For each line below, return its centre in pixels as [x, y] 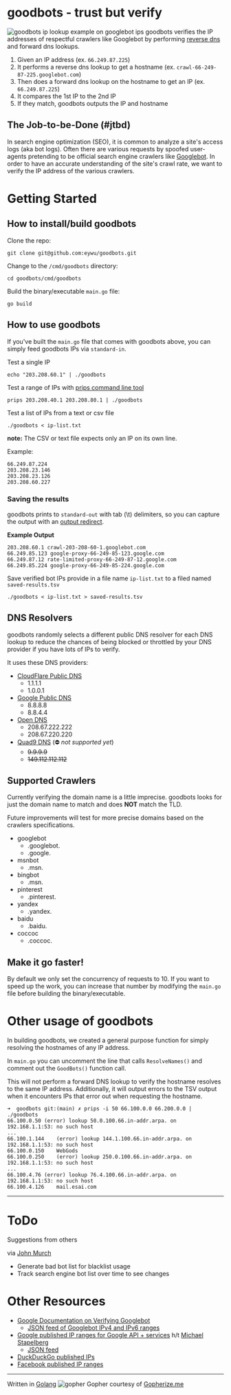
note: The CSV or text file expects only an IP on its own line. [92, 438]
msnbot [28, 860]
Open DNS [32, 719]
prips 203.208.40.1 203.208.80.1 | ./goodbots [75, 400]
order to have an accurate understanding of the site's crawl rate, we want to [115, 164]
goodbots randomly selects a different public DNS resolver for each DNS [110, 635]
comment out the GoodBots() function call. [67, 1068]
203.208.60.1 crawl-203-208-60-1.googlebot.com [77, 547]
